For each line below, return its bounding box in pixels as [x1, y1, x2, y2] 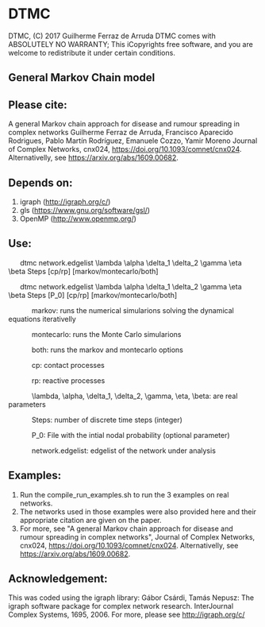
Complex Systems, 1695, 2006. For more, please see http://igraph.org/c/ [8, 610, 245, 620]
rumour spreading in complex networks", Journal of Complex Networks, [19, 532, 255, 541]
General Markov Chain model [8, 71, 156, 84]
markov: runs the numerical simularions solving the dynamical [31, 305, 234, 315]
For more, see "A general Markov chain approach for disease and [19, 524, 234, 533]
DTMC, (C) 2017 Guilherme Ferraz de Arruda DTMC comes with [8, 31, 216, 41]
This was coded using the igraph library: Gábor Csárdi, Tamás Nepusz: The [8, 593, 255, 602]
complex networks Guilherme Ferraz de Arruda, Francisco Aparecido [8, 128, 234, 137]
